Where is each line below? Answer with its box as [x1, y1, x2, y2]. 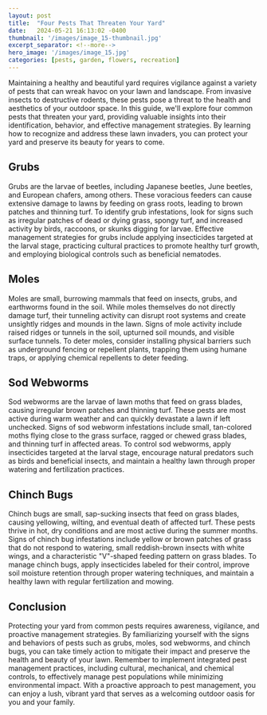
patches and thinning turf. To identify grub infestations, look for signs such [8, 206, 253, 216]
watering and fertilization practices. [8, 465, 125, 474]
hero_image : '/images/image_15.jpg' [8, 49, 130, 57]
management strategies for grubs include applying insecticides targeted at [8, 232, 253, 242]
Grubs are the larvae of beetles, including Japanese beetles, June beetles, [8, 181, 253, 191]
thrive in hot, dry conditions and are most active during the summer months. [8, 526, 258, 536]
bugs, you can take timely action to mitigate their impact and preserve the [8, 646, 251, 656]
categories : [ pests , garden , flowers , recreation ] [8, 57, 180, 65]
